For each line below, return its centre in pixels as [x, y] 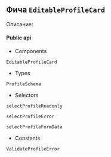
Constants [27, 138]
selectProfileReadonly [34, 106]
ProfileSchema [24, 84]
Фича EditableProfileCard [56, 10]
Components [31, 51]
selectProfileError [30, 117]
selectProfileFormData [34, 127]
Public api [19, 38]
